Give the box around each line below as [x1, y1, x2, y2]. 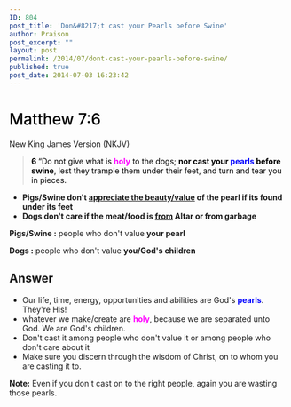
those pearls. [9, 387, 58, 398]
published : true [9, 63, 69, 72]
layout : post [9, 46, 58, 55]
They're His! [21, 304, 67, 315]
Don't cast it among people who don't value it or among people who [21, 332, 271, 343]
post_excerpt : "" [9, 37, 74, 47]
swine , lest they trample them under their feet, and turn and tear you [30, 165, 282, 176]
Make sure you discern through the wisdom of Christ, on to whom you [21, 351, 279, 362]
